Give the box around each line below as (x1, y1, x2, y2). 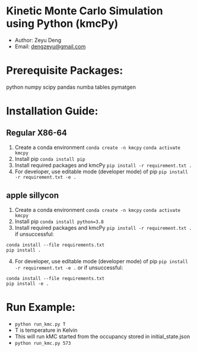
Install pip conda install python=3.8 (14, 217, 104, 225)
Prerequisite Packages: (6, 64, 123, 77)
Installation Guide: (6, 104, 99, 118)
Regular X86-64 (6, 128, 67, 138)
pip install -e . (6, 281, 49, 286)
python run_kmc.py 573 (14, 340, 71, 346)
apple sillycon (6, 191, 59, 201)
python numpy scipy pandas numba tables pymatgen (6, 83, 136, 91)
